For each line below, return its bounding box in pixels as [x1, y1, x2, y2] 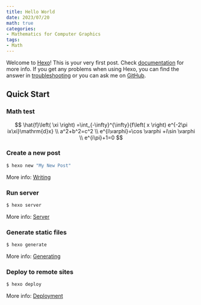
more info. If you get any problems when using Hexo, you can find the [6, 65, 179, 72]
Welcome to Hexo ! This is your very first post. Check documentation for [6, 58, 184, 66]
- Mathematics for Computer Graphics [6, 31, 101, 37]
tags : [6, 37, 20, 43]
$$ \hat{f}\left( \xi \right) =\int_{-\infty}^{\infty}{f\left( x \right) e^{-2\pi [14, 121, 188, 128]
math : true [6, 20, 34, 26]
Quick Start [6, 89, 50, 99]
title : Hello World [6, 8, 55, 15]
